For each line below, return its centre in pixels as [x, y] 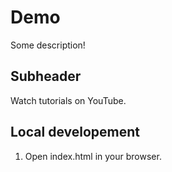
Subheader [46, 76]
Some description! [48, 45]
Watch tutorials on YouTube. [68, 100]
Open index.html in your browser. [93, 156]
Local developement [75, 132]
